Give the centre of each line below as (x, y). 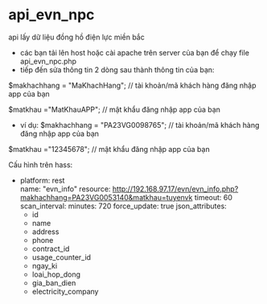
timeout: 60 (214, 197)
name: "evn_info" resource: (65, 189)
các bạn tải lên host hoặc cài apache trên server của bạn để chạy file (134, 52)
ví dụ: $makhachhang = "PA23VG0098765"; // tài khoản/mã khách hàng (140, 125)
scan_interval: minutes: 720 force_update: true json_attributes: (123, 206)
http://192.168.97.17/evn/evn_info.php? (175, 189)
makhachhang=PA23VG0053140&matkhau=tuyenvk (106, 197)
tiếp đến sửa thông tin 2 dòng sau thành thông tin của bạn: (117, 69)
